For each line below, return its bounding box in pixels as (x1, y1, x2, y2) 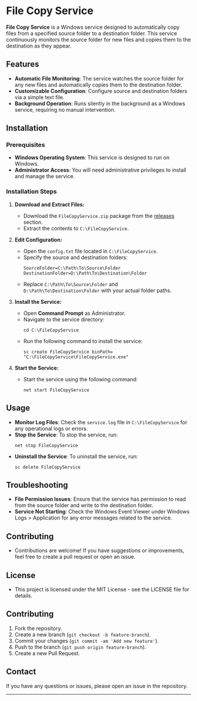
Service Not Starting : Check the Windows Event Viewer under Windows (14, 508, 190, 515)
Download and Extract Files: (14, 201, 85, 208)
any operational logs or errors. (14, 425, 88, 432)
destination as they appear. (6, 42, 72, 49)
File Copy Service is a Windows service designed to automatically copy (6, 24, 180, 31)
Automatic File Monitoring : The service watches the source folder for (14, 75, 184, 82)
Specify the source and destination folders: (23, 254, 128, 261)
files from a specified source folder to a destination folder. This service (6, 29, 178, 36)
